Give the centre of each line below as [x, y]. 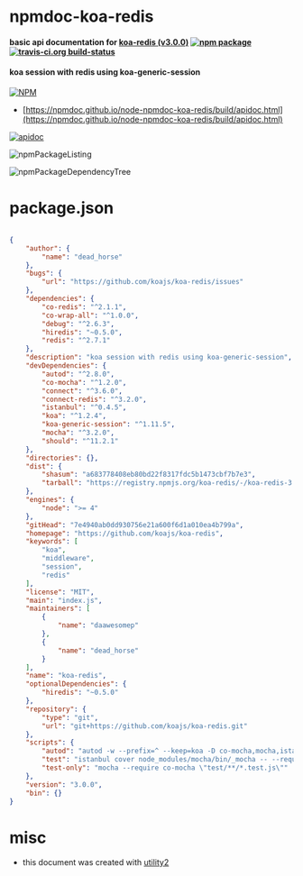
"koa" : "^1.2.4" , [74, 416]
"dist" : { [44, 466]
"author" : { [48, 248]
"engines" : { [50, 500]
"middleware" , [68, 559]
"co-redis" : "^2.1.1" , [84, 307]
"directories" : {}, [62, 458]
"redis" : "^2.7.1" [76, 341]
